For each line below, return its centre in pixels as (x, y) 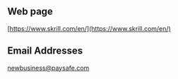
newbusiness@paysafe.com (48, 68)
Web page (30, 12)
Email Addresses (45, 51)
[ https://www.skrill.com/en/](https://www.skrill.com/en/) (89, 28)
